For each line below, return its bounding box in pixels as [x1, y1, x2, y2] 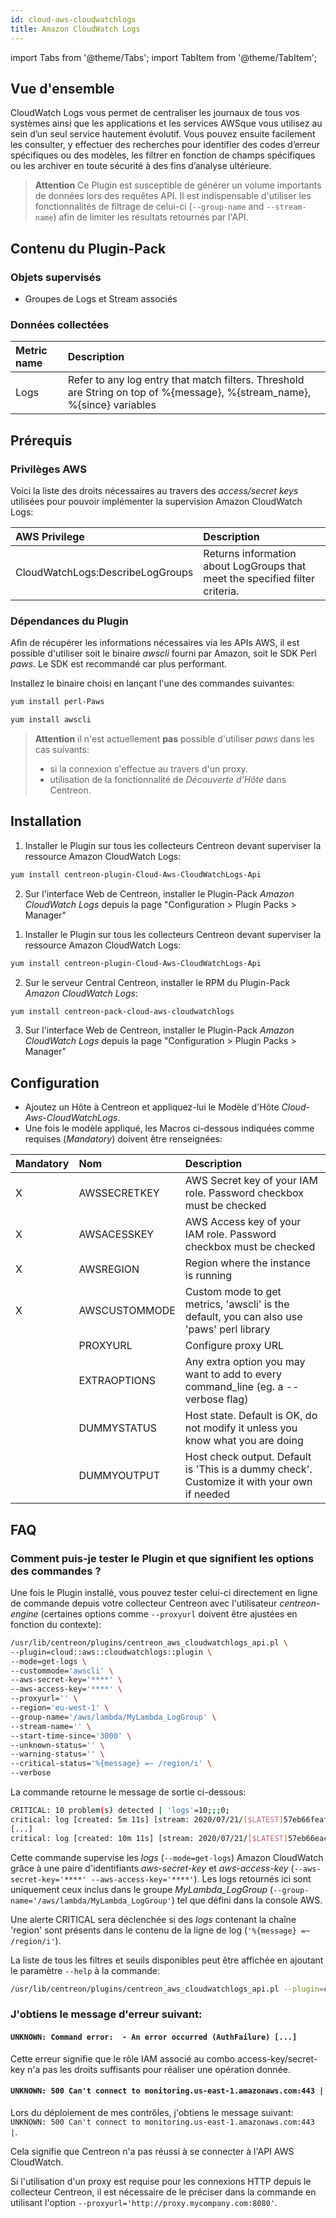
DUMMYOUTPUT [78, 1469, 161, 1483]
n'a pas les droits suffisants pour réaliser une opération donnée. [27, 2063, 291, 2075]
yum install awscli [10, 715, 92, 725]
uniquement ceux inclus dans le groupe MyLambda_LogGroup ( [10, 1883, 274, 1895]
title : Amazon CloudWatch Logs [10, 24, 141, 34]
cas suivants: [34, 744, 90, 756]
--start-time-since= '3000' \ [10, 1731, 132, 1741]
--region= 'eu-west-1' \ [10, 1703, 110, 1713]
